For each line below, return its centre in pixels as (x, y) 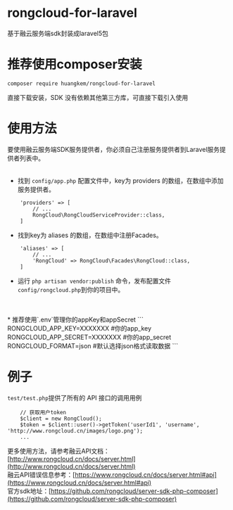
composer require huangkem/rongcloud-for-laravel (82, 83)
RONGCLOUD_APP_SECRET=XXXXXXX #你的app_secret (89, 337)
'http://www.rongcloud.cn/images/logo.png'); (75, 431)
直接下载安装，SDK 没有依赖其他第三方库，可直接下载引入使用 (98, 97)
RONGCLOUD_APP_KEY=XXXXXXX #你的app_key (80, 328)
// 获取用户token (43, 412)
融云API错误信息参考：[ (41, 474)
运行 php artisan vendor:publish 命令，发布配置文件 (94, 281)
